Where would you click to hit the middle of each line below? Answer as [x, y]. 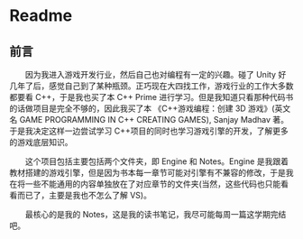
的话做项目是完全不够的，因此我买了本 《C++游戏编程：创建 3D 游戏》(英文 [150, 108]
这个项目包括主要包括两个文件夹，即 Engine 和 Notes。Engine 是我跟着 [157, 161]
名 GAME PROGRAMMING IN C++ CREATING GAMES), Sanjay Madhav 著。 [149, 119]
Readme [41, 16]
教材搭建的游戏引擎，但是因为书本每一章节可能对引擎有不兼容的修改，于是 [147, 173]
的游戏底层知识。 [41, 142]
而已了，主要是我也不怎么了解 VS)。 [84, 195]
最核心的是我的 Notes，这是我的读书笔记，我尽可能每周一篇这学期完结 [156, 214]
